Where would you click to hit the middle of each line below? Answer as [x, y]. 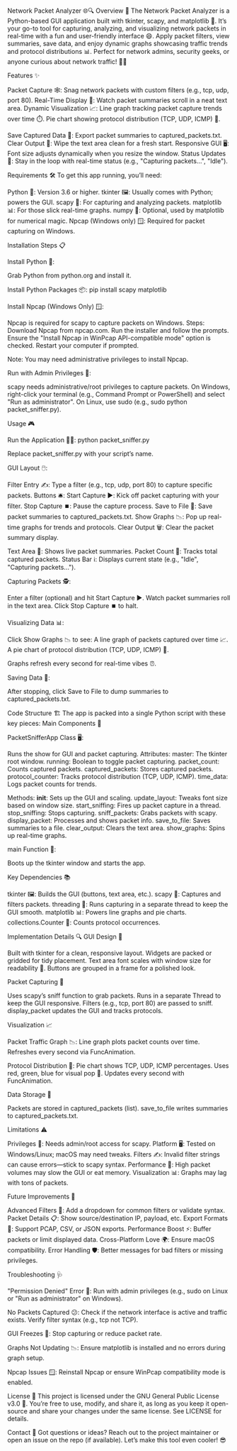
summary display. [33, 537]
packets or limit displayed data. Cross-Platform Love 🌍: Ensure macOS [111, 1240]
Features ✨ [24, 75]
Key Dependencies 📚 [39, 877]
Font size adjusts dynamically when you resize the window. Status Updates [117, 153]
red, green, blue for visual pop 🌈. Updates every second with [96, 1073]
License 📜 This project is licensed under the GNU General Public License [113, 1396]
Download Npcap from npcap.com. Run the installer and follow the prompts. [118, 330]
